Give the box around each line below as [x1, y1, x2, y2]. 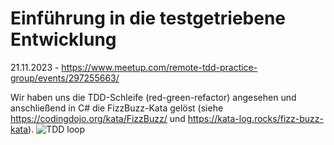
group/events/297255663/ [10, 72, 120, 84]
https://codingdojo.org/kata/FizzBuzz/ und [10, 112, 186, 124]
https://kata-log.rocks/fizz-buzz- [187, 112, 324, 124]
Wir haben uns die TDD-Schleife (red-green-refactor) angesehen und [10, 91, 297, 103]
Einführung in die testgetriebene [10, 7, 287, 30]
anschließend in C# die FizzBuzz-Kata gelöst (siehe [10, 102, 224, 114]
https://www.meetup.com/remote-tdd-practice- [61, 61, 258, 73]
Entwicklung [10, 28, 117, 51]
